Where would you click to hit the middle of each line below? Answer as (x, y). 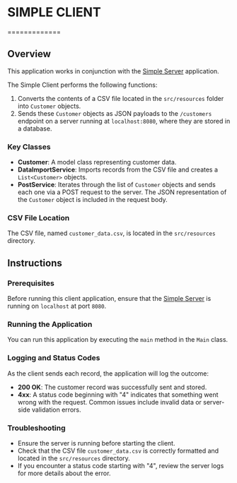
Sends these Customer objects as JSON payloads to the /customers (115, 113)
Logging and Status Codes (54, 358)
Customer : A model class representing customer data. (97, 162)
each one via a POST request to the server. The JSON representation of (122, 192)
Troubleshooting (36, 428)
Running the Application (50, 324)
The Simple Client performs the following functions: (82, 85)
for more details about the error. (64, 473)
